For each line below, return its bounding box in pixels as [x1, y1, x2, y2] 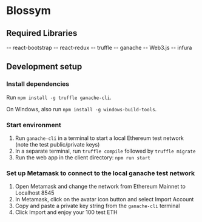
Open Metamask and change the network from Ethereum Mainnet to [15, 183, 186, 190]
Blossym [6, 4, 52, 18]
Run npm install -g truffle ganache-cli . [6, 94, 112, 101]
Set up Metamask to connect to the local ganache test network [6, 168, 195, 177]
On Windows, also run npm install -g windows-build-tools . [6, 105, 157, 113]
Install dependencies [6, 80, 70, 88]
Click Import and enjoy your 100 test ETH [15, 209, 118, 216]
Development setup [6, 61, 82, 72]
